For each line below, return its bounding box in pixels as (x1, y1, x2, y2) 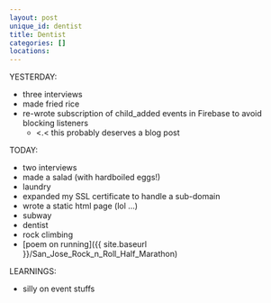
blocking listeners (22, 118, 88, 129)
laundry (22, 181, 51, 192)
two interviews (22, 162, 77, 173)
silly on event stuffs (22, 283, 95, 294)
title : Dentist (9, 30, 67, 39)
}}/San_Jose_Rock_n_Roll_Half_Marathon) (22, 249, 178, 260)
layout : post (9, 13, 59, 23)
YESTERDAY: (9, 71, 58, 82)
